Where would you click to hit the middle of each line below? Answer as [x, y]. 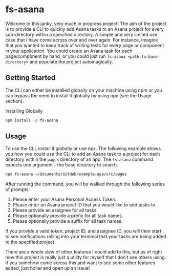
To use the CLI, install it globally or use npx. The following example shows [83, 148]
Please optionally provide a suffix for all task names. [68, 221]
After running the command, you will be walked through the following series [85, 184]
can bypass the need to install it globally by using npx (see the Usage [79, 95]
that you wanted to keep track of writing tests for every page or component [85, 45]
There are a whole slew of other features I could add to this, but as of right [84, 252]
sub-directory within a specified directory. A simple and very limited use [81, 34]
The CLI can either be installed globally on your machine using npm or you [84, 90]
